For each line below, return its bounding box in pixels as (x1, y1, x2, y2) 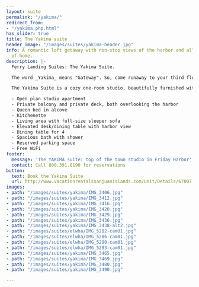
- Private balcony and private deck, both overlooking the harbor (11, 101, 179, 107)
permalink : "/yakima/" (6, 14, 62, 20)
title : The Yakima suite (6, 36, 68, 42)
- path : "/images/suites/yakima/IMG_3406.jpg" (6, 190, 123, 196)
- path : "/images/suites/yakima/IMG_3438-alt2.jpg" (6, 223, 136, 229)
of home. (11, 53, 33, 59)
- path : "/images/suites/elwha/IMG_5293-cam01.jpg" (6, 244, 136, 251)
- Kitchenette (11, 112, 46, 119)
